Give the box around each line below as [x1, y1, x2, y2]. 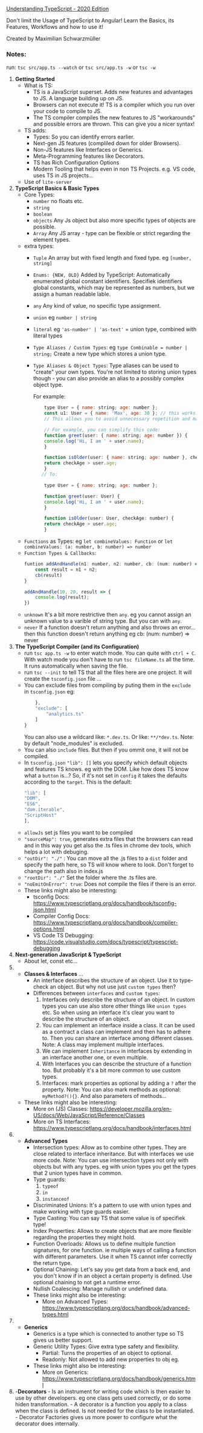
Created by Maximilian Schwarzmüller [6, 35, 101, 42]
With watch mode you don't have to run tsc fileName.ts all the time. [24, 656, 195, 663]
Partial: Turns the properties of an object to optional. [42, 1349, 172, 1356]
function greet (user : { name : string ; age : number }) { [44, 432, 188, 438]
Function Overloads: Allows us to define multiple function [33, 1240, 176, 1247]
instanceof [42, 1196, 69, 1202]
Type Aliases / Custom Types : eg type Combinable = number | [33, 344, 188, 351]
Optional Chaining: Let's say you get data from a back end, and [33, 1266, 190, 1273]
